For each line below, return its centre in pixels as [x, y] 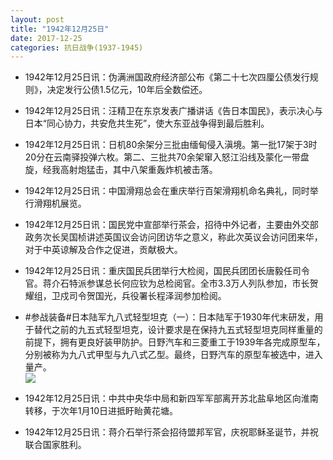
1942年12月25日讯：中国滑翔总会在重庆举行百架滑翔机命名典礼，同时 [167, 191]
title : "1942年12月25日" [60, 29]
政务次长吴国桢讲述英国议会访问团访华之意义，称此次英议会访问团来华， [173, 237]
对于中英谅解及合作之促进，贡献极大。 [103, 250]
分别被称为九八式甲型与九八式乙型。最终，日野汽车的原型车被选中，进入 [173, 355]
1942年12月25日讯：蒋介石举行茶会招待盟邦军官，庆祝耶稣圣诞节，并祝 [171, 432]
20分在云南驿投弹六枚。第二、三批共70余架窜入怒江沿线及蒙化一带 [162, 157]
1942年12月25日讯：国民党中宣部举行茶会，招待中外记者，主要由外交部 [171, 225]
